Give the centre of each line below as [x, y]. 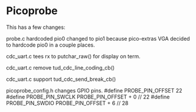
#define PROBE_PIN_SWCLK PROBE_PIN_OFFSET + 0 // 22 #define [88, 97]
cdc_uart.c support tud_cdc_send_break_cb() [61, 79]
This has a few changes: [36, 27]
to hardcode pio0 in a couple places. [51, 45]
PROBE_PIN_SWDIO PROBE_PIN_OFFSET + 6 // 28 [67, 103]
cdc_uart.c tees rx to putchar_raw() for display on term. [73, 56]
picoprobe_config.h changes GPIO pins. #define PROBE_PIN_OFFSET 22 [94, 90]
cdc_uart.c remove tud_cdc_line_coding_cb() [61, 67]
